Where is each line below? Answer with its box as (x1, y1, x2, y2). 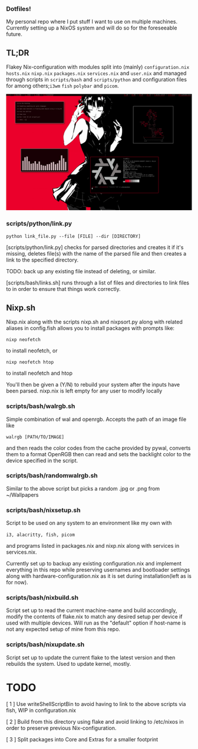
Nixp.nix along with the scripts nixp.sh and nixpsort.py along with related (6, 318, 183, 326)
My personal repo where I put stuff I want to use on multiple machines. (6, 18, 178, 25)
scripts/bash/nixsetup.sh (6, 506, 81, 514)
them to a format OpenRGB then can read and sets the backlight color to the (6, 450, 192, 457)
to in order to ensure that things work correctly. (6, 286, 121, 293)
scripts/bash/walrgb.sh (6, 402, 75, 410)
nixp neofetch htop (6, 359, 54, 365)
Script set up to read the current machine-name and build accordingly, (6, 607, 177, 614)
